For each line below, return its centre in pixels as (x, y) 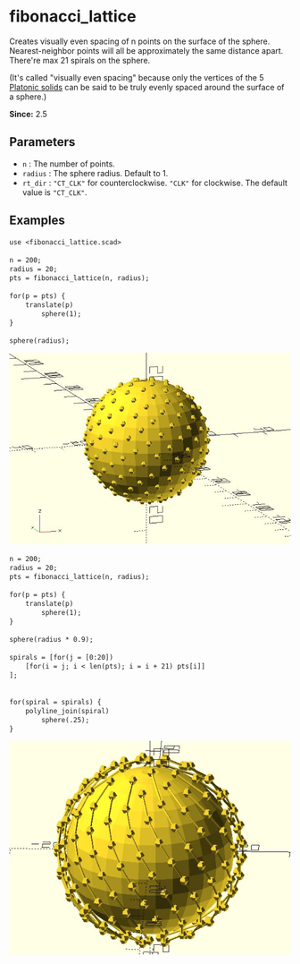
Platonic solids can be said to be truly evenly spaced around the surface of (147, 87)
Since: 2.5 (28, 114)
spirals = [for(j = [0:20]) (62, 657)
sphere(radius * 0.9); (51, 639)
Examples (37, 221)
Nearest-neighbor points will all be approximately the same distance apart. (146, 50)
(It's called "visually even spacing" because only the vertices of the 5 (137, 77)
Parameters (42, 142)
